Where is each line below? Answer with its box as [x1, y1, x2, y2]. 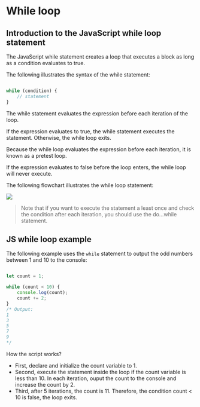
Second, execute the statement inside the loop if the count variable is [14, 368, 186, 375]
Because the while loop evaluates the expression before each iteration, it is [6, 145, 192, 153]
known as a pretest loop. [6, 152, 67, 159]
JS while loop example [6, 234, 92, 244]
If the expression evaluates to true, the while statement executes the [6, 127, 175, 135]
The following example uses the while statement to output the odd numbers [6, 250, 193, 258]
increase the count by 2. [14, 381, 75, 388]
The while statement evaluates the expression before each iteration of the [6, 109, 189, 117]
